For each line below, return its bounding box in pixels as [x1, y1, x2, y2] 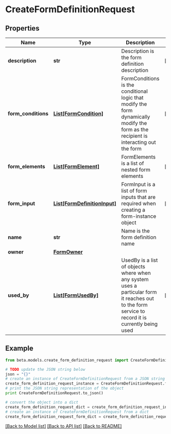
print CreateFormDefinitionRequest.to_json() [5, 391, 103, 396]
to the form [121, 301, 148, 308]
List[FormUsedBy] [53, 292, 99, 299]
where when [121, 269, 151, 276]
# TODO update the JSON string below [5, 367, 85, 372]
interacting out [121, 139, 156, 146]
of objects [121, 263, 146, 270]
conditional [121, 88, 148, 95]
